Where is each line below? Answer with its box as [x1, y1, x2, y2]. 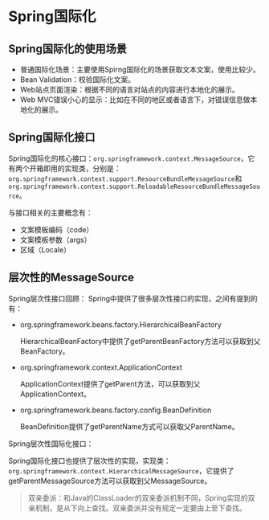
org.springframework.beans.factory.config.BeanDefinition [19, 405, 212, 415]
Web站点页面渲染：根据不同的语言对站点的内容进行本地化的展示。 [19, 85, 239, 94]
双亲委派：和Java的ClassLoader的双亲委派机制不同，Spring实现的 [27, 493, 248, 502]
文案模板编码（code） [19, 224, 94, 234]
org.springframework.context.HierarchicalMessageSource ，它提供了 [8, 465, 234, 475]
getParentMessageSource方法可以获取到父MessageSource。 [8, 476, 212, 485]
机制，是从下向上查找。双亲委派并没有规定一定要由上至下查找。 [35, 503, 247, 513]
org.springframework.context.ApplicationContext [19, 362, 183, 372]
